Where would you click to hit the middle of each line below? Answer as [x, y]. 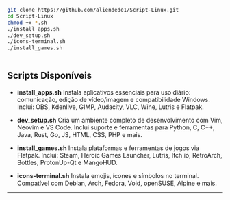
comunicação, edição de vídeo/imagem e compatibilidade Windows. [113, 99]
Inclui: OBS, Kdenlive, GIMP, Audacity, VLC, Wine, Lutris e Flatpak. [110, 107]
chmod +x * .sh [27, 23]
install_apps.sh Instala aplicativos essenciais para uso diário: [104, 92]
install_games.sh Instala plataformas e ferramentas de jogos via [108, 148]
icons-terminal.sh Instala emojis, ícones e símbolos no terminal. [108, 175]
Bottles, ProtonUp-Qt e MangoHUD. [67, 162]
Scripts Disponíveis [50, 76]
